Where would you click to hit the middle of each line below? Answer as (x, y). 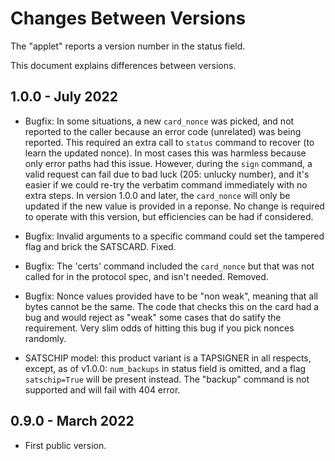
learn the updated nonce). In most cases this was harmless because (165, 153)
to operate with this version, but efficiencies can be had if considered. (169, 216)
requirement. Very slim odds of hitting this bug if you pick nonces (159, 328)
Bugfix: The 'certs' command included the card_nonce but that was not (169, 266)
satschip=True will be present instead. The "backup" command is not (167, 379)
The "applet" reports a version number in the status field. (128, 46)
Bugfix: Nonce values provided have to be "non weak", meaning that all (171, 296)
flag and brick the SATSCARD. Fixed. (100, 246)
